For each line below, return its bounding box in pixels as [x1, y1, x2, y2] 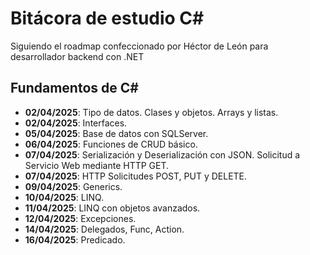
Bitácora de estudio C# [10, 7, 205, 30]
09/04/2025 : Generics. [24, 180, 123, 192]
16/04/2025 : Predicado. [24, 233, 126, 246]
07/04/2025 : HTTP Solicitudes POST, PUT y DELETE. [24, 170, 248, 182]
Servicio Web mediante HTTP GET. [24, 159, 170, 171]
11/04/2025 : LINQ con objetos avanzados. [24, 202, 201, 214]
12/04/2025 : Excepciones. [24, 212, 137, 224]
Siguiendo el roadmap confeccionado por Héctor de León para [10, 40, 269, 52]
